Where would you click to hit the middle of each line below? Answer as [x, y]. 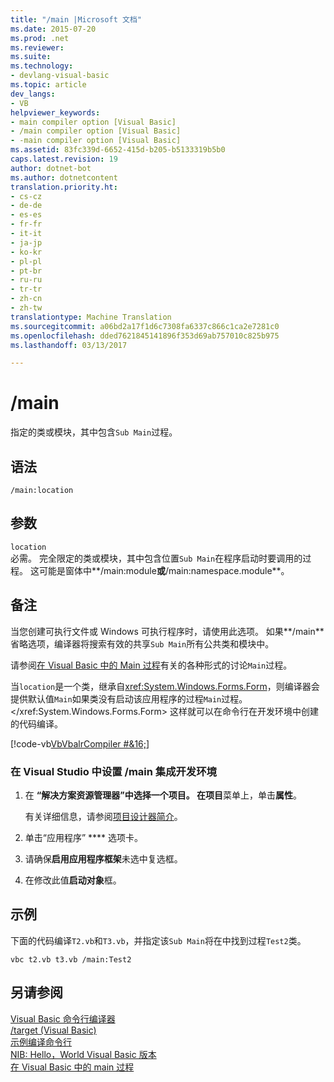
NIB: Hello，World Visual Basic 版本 [83, 1054]
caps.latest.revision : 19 [64, 159]
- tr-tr [26, 289]
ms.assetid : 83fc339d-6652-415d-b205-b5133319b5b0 [118, 150]
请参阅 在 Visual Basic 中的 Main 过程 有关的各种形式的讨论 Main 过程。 [151, 665]
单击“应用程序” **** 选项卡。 [84, 837]
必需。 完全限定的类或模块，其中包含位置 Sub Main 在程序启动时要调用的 [156, 558]
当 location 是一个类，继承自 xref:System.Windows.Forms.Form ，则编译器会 [165, 686]
